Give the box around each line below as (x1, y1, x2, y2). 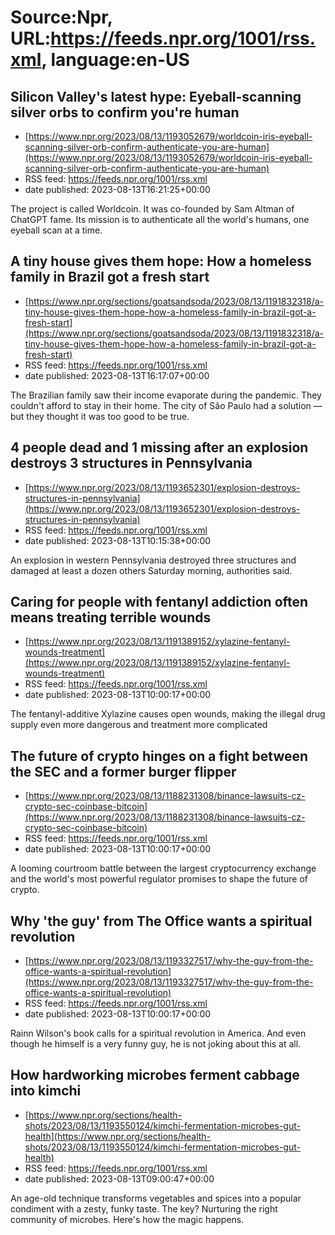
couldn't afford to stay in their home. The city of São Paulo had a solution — (10, 399, 323, 411)
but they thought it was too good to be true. (10, 410, 190, 422)
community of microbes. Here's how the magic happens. (10, 1213, 245, 1225)
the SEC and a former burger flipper (10, 763, 237, 780)
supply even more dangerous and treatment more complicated (10, 719, 268, 731)
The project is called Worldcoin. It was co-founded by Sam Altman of (10, 203, 295, 215)
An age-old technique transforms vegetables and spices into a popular (10, 1192, 302, 1204)
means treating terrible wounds (10, 609, 212, 626)
